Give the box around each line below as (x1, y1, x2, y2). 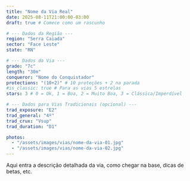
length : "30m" (6, 69, 42, 75)
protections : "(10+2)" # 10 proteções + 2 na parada (6, 80, 140, 86)
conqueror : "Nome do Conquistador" (6, 74, 95, 80)
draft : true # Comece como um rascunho (6, 20, 105, 26)
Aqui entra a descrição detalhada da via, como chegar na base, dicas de (6, 161, 184, 169)
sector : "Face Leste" (6, 42, 60, 47)
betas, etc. (6, 168, 33, 175)
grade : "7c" (6, 63, 36, 69)
